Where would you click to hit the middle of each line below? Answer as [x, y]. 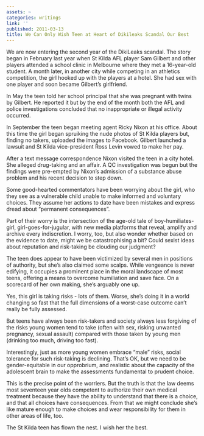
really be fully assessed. [37, 309]
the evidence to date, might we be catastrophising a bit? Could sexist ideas [100, 241]
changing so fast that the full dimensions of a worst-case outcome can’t [97, 303]
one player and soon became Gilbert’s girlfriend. [67, 84]
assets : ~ [19, 12]
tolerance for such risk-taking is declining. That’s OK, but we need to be [96, 359]
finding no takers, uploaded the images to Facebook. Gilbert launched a [96, 140]
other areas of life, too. [35, 416]
